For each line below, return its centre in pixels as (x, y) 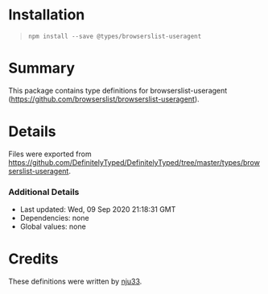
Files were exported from (50, 154)
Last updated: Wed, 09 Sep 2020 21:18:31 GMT (98, 209)
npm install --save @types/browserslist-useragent (115, 36)
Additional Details (44, 192)
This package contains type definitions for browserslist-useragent (118, 90)
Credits (33, 259)
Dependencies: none (55, 218)
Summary (41, 68)
